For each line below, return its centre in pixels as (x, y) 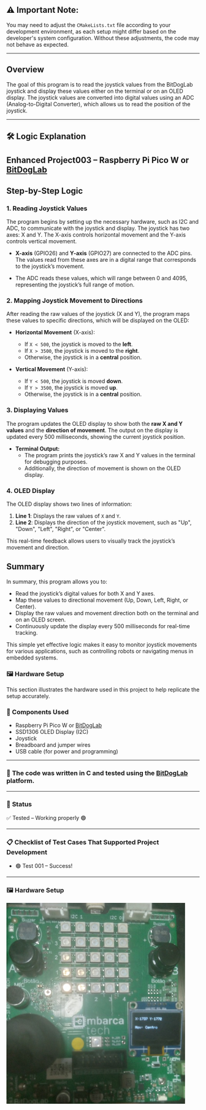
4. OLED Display (31, 490)
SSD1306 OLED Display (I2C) (52, 732)
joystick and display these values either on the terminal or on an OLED (95, 91)
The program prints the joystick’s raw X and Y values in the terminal (110, 455)
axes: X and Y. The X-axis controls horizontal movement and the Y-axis (96, 235)
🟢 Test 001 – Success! (44, 866)
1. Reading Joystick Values (47, 208)
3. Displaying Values (37, 410)
